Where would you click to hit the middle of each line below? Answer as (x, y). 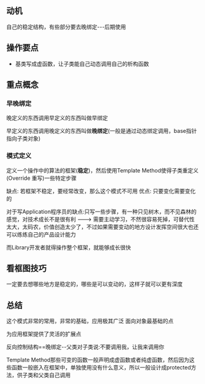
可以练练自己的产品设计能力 (41, 234)
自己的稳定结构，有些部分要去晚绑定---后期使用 (66, 27)
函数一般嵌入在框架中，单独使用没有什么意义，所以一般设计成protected (101, 368)
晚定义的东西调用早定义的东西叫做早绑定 (57, 118)
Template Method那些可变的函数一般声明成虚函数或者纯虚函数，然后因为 (98, 360)
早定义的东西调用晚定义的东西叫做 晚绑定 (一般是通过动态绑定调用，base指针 (102, 131)
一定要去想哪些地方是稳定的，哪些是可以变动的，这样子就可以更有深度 (95, 284)
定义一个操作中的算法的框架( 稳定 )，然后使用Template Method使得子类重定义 (103, 170)
